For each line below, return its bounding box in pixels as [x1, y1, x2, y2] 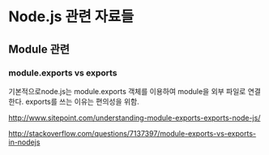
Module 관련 [8, 42, 70, 56]
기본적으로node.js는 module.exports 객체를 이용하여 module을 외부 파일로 [8, 86, 246, 96]
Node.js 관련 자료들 [8, 7, 134, 26]
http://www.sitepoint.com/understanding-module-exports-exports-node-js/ [8, 113, 261, 123]
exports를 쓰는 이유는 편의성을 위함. [25, 97, 139, 106]
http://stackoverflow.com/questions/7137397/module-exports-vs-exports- [8, 128, 257, 138]
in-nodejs [8, 137, 41, 147]
